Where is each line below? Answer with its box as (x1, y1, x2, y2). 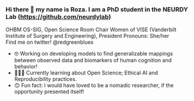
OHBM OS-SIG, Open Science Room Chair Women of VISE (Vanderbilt (5, 26, 177, 33)
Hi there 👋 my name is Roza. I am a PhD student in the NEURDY (5, 5, 188, 14)
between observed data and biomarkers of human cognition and (14, 57, 172, 64)
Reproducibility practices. (14, 76, 77, 83)
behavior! (14, 63, 38, 70)
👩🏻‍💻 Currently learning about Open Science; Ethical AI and (14, 69, 158, 76)
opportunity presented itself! (14, 88, 84, 95)
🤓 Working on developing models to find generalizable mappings (14, 50, 173, 57)
